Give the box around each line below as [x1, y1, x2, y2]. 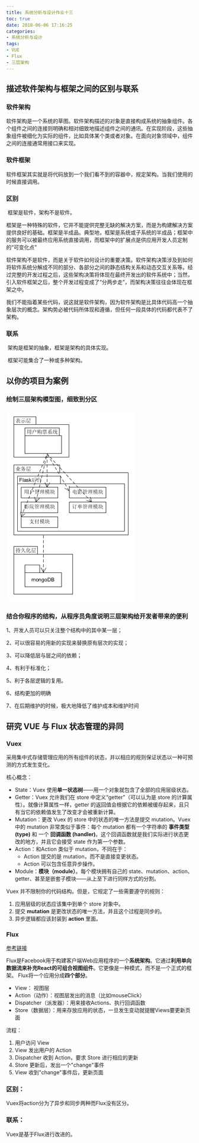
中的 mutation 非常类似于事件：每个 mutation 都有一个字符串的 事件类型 [14, 823, 190, 830]
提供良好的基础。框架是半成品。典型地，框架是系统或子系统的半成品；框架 [6, 229, 188, 236]
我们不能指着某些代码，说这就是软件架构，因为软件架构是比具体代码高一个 [6, 298, 188, 305]
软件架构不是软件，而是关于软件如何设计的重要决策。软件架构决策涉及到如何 [6, 256, 193, 263]
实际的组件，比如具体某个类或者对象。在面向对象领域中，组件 [42, 132, 193, 139]
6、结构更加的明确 [6, 690, 52, 697]
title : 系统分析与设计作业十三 [6, 9, 73, 15]
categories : [6, 28, 36, 34]
